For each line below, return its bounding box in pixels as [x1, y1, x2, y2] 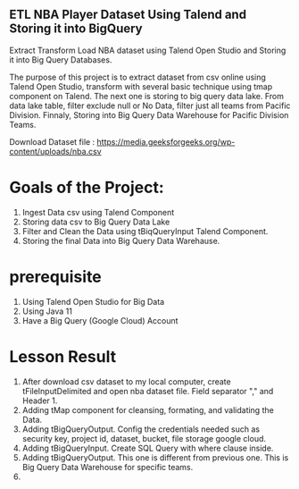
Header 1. [21, 395, 58, 406]
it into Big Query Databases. [9, 54, 112, 65]
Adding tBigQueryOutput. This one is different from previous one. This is [21, 451, 289, 463]
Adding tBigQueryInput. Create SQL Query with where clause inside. [21, 443, 274, 453]
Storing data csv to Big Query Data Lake [21, 216, 170, 227]
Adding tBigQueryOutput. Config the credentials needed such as [21, 424, 261, 434]
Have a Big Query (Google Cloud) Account [21, 315, 179, 325]
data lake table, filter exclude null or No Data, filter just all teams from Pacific [9, 100, 291, 111]
